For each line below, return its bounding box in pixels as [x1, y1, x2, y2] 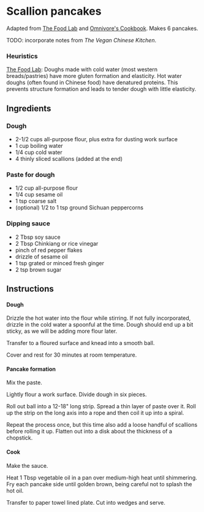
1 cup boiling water [15, 142, 63, 149]
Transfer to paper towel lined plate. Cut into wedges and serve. [6, 498, 165, 506]
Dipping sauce [6, 219, 50, 228]
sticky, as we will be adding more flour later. [6, 327, 118, 335]
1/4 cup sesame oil [15, 191, 63, 198]
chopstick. [6, 434, 33, 441]
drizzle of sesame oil [15, 253, 68, 260]
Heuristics [6, 52, 38, 60]
